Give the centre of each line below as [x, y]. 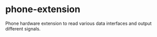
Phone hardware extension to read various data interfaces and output [78, 23]
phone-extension [43, 9]
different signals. [23, 28]
